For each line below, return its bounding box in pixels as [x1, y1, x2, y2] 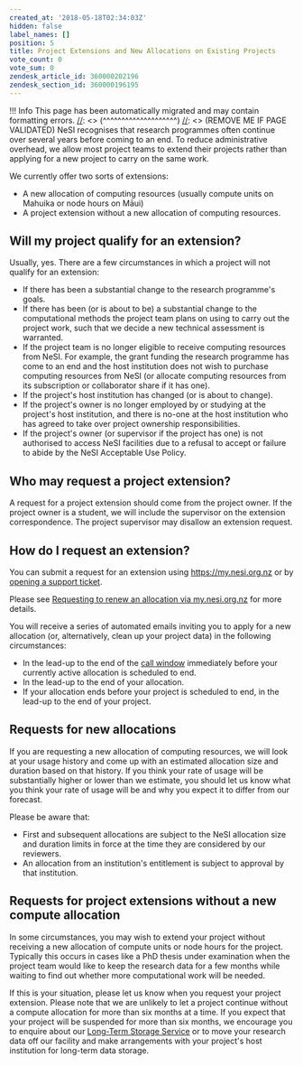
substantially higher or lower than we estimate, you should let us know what [9, 774, 291, 785]
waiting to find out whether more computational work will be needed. [9, 969, 266, 980]
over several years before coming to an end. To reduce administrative [9, 134, 268, 144]
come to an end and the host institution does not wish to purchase [22, 361, 269, 372]
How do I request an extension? [9, 542, 190, 558]
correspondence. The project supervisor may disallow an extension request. [9, 516, 293, 528]
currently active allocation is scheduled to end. [22, 667, 197, 678]
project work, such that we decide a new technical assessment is [22, 322, 265, 334]
